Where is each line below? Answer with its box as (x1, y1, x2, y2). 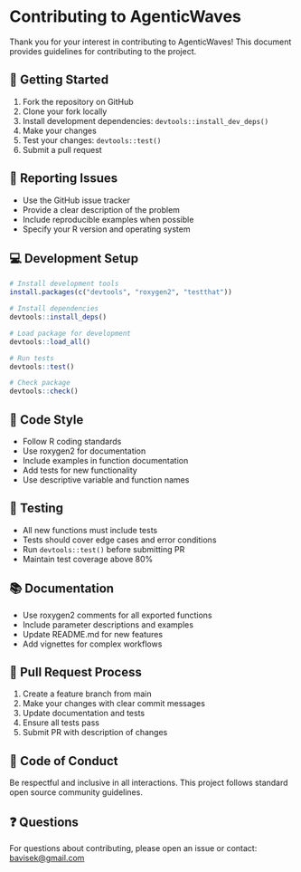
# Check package (9, 379, 71, 388)
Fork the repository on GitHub (22, 96, 134, 107)
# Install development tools (9, 279, 119, 289)
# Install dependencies (9, 304, 99, 313)
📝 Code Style (9, 412, 84, 427)
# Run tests (9, 353, 54, 363)
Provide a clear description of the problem (22, 204, 181, 215)
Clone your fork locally (22, 106, 108, 117)
